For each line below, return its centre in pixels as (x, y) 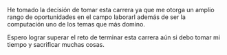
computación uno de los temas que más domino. (76, 24)
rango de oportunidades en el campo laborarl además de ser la (96, 17)
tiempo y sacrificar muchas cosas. (56, 44)
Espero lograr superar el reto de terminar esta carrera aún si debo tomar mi (113, 37)
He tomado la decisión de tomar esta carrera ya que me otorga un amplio (111, 10)
